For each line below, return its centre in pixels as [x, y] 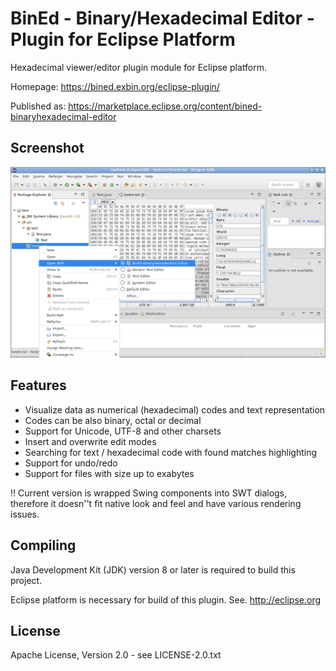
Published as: [38, 106]
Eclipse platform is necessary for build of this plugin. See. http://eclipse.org [166, 599]
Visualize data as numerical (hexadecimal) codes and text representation [175, 409]
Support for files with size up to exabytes [109, 473]
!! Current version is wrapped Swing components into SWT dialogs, [149, 493]
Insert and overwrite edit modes [90, 441]
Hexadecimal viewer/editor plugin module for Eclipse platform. [138, 67]
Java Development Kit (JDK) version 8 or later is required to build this [153, 569]
